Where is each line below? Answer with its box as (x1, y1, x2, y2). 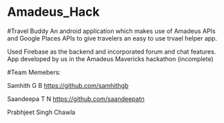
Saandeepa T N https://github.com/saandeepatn (7, 94, 145, 103)
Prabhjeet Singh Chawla (7, 108, 76, 116)
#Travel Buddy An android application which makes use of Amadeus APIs (7, 27, 216, 35)
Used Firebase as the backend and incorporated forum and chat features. (7, 47, 216, 56)
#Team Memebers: (7, 68, 61, 76)
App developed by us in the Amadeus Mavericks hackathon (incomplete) (7, 54, 214, 63)
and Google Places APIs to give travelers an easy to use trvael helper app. (7, 34, 218, 42)
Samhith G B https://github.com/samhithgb (7, 81, 129, 89)
